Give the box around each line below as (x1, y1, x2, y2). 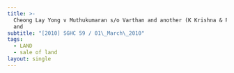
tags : (7, 36, 23, 43)
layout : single (7, 56, 52, 63)
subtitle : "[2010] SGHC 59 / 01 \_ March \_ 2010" (7, 29, 145, 37)
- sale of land (13, 49, 58, 56)
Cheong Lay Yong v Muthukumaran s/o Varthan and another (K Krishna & (13, 17, 223, 24)
